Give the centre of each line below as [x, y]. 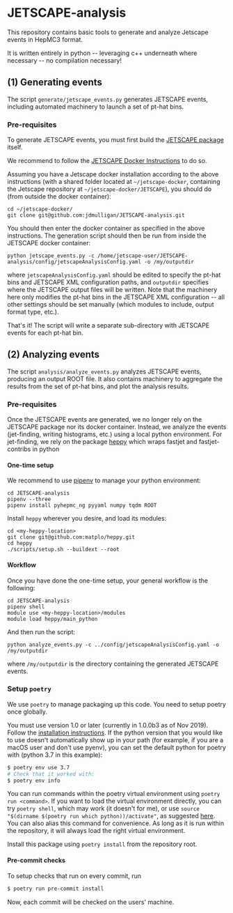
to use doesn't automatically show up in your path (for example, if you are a [115, 739]
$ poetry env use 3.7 [39, 767]
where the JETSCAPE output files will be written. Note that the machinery [112, 290]
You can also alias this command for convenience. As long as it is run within [116, 823]
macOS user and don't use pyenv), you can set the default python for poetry [116, 747]
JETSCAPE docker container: [49, 243]
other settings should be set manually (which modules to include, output [111, 305]
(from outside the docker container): [59, 197]
